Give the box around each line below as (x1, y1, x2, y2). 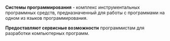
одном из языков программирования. (5, 15, 88, 21)
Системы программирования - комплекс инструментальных (5, 5, 140, 10)
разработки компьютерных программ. (5, 30, 90, 36)
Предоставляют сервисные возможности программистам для (5, 25, 145, 31)
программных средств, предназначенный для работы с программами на (5, 10, 165, 16)
